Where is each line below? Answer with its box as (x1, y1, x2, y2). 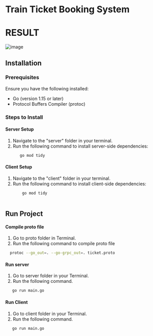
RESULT (5, 27, 40, 39)
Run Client (5, 299, 28, 305)
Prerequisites (5, 74, 39, 81)
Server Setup (5, 126, 34, 132)
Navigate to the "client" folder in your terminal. (12, 175, 111, 182)
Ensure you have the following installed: (5, 85, 89, 91)
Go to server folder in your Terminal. (12, 273, 89, 279)
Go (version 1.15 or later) (12, 95, 64, 102)
